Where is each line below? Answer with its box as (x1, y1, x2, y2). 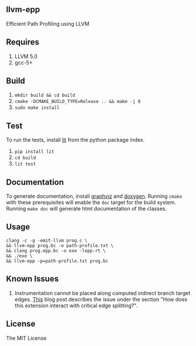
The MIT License (6, 334, 47, 341)
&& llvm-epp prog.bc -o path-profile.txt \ (6, 242, 114, 248)
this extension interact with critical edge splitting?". (14, 302, 138, 309)
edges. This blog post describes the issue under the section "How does (14, 296, 188, 303)
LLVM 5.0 (14, 53, 38, 60)
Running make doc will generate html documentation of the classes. (6, 205, 167, 213)
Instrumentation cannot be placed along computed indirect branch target (14, 289, 191, 296)
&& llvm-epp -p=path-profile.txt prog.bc (6, 258, 109, 264)
